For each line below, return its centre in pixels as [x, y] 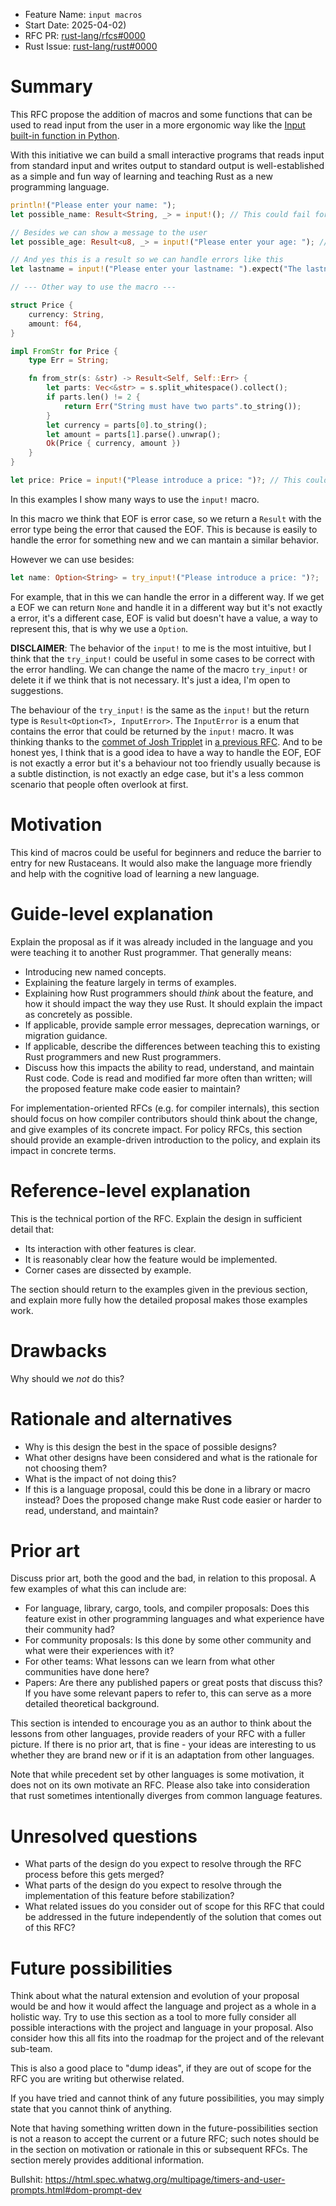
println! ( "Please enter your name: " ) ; [93, 205]
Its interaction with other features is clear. [110, 1248]
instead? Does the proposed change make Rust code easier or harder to [173, 1500]
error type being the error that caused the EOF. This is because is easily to [164, 529]
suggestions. [37, 690]
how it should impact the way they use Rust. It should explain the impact [173, 1003]
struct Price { [42, 305]
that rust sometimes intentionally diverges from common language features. [166, 1796]
